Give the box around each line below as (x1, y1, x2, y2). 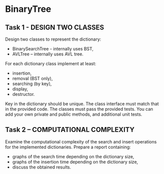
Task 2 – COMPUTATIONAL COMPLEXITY (5, 126, 135, 134)
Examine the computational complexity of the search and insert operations (5, 138, 157, 144)
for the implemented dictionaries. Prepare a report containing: (5, 144, 131, 150)
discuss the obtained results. (12, 164, 72, 170)
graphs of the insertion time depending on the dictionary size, (12, 159, 138, 165)
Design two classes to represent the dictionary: (5, 36, 101, 42)
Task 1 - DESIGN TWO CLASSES (5, 23, 104, 32)
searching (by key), (12, 81, 52, 87)
